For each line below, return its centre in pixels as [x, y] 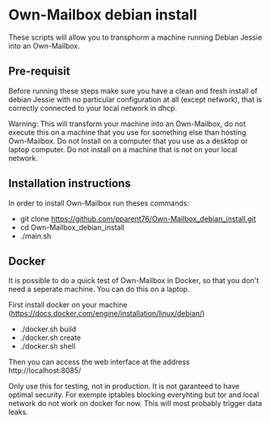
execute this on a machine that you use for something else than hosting [127, 132]
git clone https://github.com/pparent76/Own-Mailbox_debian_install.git [138, 218]
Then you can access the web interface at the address [99, 362]
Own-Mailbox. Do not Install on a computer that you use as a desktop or [128, 141]
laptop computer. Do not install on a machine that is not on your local [123, 149]
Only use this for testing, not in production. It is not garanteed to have [124, 387]
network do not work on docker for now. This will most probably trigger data [135, 404]
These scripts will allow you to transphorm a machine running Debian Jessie [135, 37]
